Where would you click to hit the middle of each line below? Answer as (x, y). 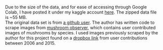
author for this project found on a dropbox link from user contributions (76, 38)
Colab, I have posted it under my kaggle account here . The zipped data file (81, 12)
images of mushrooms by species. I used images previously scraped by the (82, 33)
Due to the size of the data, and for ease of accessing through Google (76, 7)
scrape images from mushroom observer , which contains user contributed (81, 28)
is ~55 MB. (16, 17)
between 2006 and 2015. (30, 43)
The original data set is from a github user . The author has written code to (80, 22)
